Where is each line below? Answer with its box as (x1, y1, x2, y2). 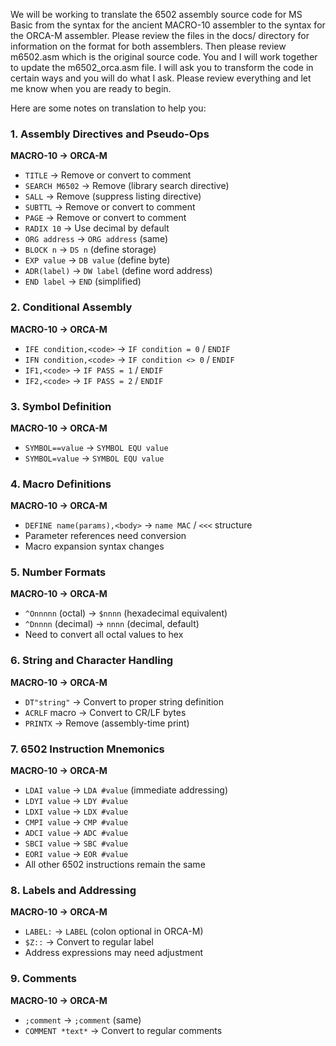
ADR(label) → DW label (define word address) (24, 265, 213, 277)
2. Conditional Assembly (10, 300, 133, 314)
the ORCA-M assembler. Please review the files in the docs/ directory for (10, 30, 310, 41)
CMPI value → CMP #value (24, 816, 129, 828)
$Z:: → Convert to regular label (24, 936, 154, 948)
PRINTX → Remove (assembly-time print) (24, 717, 190, 729)
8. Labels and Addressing (10, 884, 137, 897)
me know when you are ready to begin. (10, 83, 172, 94)
